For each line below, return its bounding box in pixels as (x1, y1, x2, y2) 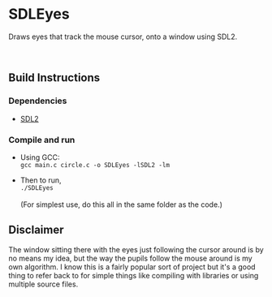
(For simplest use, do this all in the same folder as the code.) (19, 200, 223, 209)
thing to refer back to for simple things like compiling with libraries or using (8, 270, 259, 280)
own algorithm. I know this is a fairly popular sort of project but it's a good (8, 261, 256, 272)
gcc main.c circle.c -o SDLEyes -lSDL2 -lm (19, 161, 171, 169)
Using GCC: (19, 152, 60, 162)
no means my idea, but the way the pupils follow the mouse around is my (8, 253, 253, 263)
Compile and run (8, 134, 76, 145)
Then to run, (19, 175, 63, 185)
